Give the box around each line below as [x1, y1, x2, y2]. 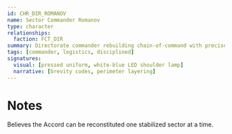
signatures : [7, 55, 41, 62]
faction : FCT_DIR [13, 36, 64, 43]
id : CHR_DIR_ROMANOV [7, 10, 67, 17]
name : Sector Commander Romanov [7, 17, 100, 23]
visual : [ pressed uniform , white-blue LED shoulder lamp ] [13, 61, 184, 68]
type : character [7, 23, 54, 30]
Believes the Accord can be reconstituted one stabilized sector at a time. [7, 120, 214, 128]
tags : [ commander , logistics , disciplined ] [7, 49, 135, 56]
